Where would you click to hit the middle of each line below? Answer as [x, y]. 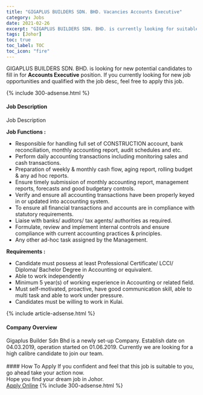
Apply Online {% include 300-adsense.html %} [65, 386]
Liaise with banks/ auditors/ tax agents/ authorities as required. [93, 220]
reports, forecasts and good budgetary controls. [75, 188]
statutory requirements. [44, 214]
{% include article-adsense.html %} [51, 313]
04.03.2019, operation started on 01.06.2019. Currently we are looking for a [100, 347]
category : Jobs [25, 18]
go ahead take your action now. [45, 373]
